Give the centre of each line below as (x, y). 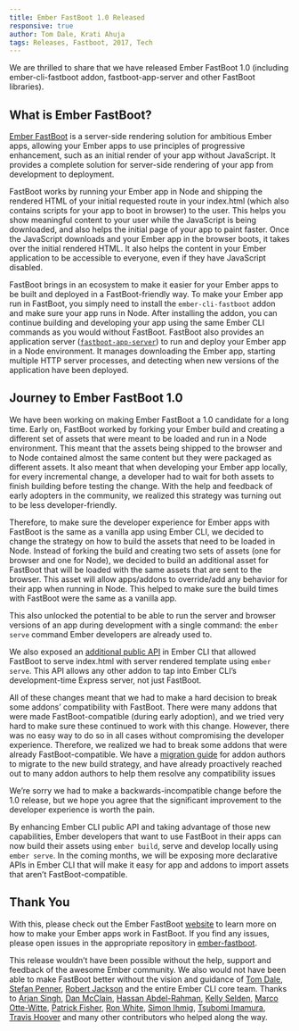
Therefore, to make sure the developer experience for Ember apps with (139, 522)
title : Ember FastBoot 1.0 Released (77, 17)
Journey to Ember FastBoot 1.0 (96, 398)
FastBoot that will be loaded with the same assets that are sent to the (136, 570)
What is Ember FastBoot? (81, 115)
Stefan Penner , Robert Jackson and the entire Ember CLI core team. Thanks (148, 988)
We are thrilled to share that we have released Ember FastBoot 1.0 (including (149, 68)
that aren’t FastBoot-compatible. (69, 874)
